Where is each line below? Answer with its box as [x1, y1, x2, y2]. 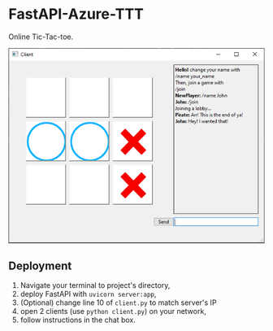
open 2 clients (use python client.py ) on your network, [19, 307, 207, 316]
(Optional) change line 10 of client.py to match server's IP [19, 298, 217, 307]
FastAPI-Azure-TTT [8, 5, 145, 24]
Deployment [8, 259, 72, 273]
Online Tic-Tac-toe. [8, 32, 74, 41]
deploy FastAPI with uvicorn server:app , [19, 290, 157, 299]
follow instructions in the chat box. [19, 315, 136, 325]
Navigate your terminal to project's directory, [19, 281, 171, 290]
